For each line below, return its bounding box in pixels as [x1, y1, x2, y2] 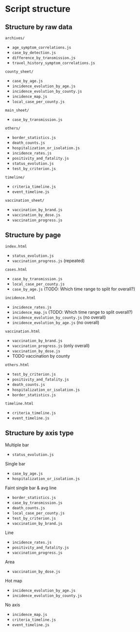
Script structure [5, 3, 70, 15]
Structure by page [5, 231, 61, 239]
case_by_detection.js [12, 50, 56, 55]
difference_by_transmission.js [12, 56, 76, 60]
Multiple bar [5, 442, 29, 448]
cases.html [5, 267, 27, 272]
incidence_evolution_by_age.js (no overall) [12, 319, 100, 325]
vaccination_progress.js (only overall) [12, 343, 90, 348]
